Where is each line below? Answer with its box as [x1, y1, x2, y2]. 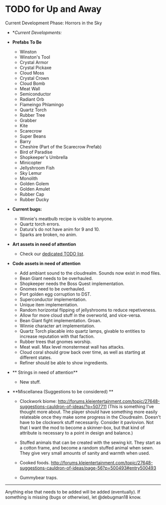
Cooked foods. [19, 459, 50, 465]
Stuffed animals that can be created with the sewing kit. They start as [19, 439, 161, 445]
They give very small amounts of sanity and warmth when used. [19, 450, 150, 456]
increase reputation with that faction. [19, 333, 95, 339]
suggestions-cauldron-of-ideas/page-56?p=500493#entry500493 [19, 465, 157, 471]
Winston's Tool [19, 54, 50, 60]
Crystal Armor [19, 59, 48, 65]
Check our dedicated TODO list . [19, 251, 85, 257]
